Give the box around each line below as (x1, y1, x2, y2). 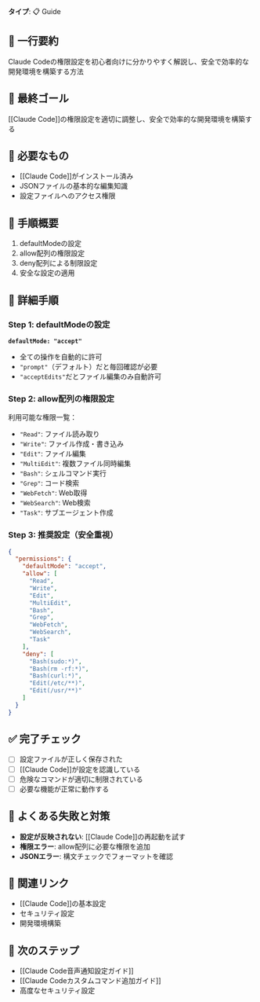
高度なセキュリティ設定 (19, 985, 96, 996)
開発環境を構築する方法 (8, 66, 84, 76)
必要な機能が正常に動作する (19, 784, 110, 794)
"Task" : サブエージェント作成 (19, 508, 114, 517)
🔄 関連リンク (8, 876, 69, 890)
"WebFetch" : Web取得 (19, 488, 88, 497)
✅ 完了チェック (8, 732, 81, 746)
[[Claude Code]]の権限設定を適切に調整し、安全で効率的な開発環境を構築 (8, 114, 246, 123)
